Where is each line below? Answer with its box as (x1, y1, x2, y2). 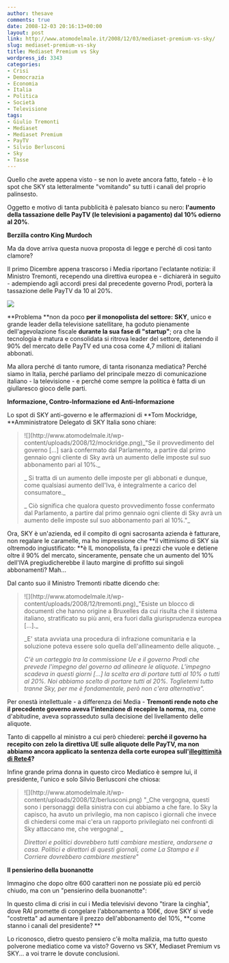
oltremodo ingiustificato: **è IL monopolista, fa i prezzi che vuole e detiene (7, 544, 218, 552)
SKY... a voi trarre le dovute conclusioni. (7, 949, 120, 958)
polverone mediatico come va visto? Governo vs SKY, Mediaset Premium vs (7, 942, 221, 950)
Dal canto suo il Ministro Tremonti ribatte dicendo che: (7, 579, 160, 587)
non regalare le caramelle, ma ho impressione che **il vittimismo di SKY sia (7, 536, 219, 545)
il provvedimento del (157, 438, 215, 447)
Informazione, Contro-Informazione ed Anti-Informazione (7, 397, 175, 405)
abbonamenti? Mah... (7, 566, 67, 574)
